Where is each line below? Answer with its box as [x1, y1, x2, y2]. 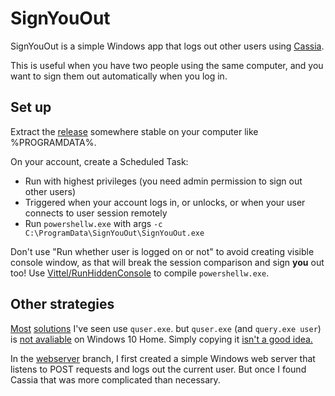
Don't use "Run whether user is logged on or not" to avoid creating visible [10, 245, 315, 257]
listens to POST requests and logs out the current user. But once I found [10, 363, 307, 375]
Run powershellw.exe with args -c [24, 217, 163, 229]
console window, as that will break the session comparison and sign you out [10, 256, 325, 268]
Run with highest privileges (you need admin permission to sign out [24, 175, 303, 187]
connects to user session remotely [24, 207, 168, 219]
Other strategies [10, 296, 115, 313]
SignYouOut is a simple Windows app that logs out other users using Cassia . [10, 40, 325, 52]
